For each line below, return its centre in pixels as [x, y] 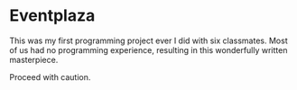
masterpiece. [34, 59]
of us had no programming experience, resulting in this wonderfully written [148, 49]
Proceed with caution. [50, 76]
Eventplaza [52, 16]
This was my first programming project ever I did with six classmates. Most [148, 40]
